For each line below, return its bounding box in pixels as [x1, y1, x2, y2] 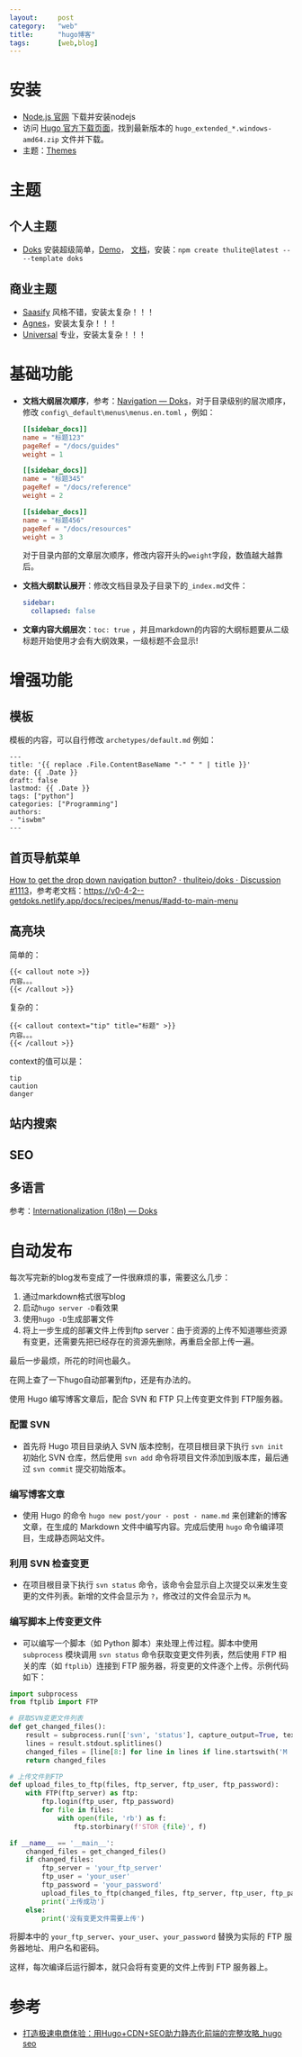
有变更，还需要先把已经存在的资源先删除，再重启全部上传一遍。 [22, 1337, 259, 1347]
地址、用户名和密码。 [24, 1943, 104, 1953]
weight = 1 [22, 449, 64, 459]
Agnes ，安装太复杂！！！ [22, 318, 118, 329]
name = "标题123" [22, 433, 85, 442]
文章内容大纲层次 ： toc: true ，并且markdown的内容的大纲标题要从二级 [22, 624, 289, 635]
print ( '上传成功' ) [41, 1897, 105, 1906]
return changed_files [25, 1755, 106, 1765]
